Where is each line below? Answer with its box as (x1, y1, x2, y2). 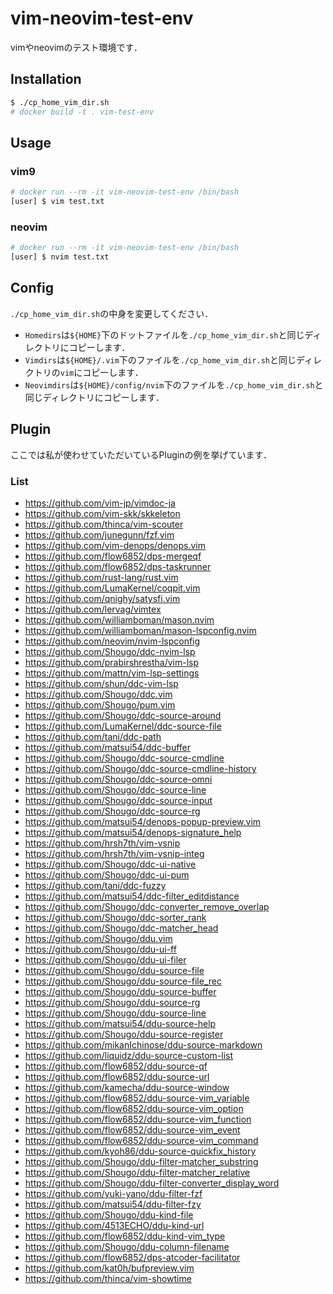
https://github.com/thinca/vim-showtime (24, 1272, 192, 1284)
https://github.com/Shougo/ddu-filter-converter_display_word (24, 1177, 280, 1189)
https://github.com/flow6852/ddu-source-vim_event (24, 1123, 241, 1136)
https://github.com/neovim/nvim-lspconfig (24, 635, 201, 647)
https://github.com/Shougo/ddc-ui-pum (24, 868, 190, 881)
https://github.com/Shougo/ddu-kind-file (24, 1208, 194, 1221)
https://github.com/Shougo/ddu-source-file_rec (24, 975, 222, 987)
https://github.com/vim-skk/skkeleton (24, 507, 181, 519)
